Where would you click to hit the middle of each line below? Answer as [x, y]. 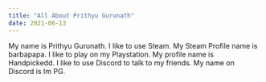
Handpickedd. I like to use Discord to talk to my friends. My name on [121, 62]
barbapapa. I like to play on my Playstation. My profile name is [111, 54]
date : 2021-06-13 [37, 23]
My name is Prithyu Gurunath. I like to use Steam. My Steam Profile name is [133, 45]
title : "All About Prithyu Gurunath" [72, 16]
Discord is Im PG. [37, 71]
